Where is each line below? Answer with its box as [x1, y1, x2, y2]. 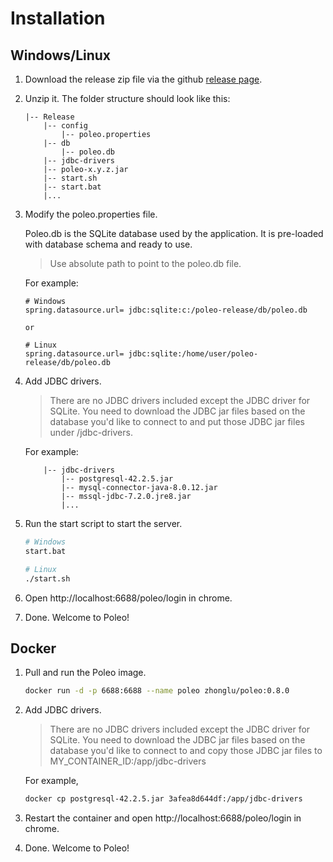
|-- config [43, 121, 89, 131]
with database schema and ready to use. [24, 238, 193, 250]
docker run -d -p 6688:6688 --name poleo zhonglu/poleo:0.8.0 [24, 686, 290, 696]
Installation [10, 7, 106, 30]
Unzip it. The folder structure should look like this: [24, 93, 231, 104]
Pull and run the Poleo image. [24, 667, 147, 679]
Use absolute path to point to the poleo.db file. [49, 258, 242, 269]
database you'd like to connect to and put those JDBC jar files [49, 416, 305, 427]
